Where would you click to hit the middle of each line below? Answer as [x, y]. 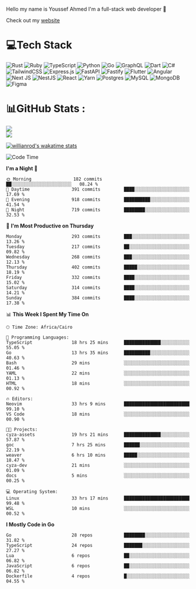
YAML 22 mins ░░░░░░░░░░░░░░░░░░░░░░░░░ [98, 373]
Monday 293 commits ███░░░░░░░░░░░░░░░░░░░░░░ [98, 236]
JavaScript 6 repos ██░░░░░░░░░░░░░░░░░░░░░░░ [98, 566]
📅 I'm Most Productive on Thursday [50, 226]
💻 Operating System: [32, 491]
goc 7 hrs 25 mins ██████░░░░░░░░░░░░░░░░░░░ [98, 445]
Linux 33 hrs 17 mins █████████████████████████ [98, 498]
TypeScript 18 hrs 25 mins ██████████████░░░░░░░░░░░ [98, 342]
